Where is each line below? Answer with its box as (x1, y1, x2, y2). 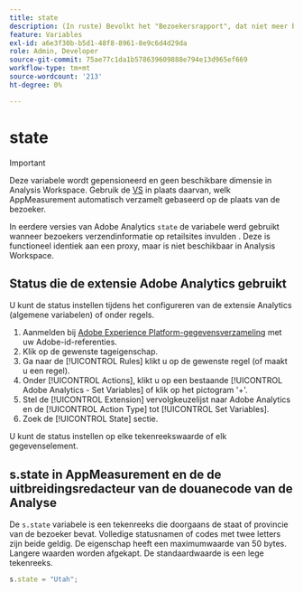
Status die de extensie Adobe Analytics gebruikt (9, 276, 287, 291)
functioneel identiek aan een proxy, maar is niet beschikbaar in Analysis (9, 240, 276, 251)
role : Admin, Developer (9, 47, 99, 56)
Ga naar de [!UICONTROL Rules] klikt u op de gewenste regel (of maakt (22, 356, 289, 367)
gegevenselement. (9, 440, 78, 452)
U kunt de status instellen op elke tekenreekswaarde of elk (9, 431, 227, 442)
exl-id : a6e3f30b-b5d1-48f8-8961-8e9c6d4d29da (9, 38, 188, 48)
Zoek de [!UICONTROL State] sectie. (22, 413, 159, 425)
